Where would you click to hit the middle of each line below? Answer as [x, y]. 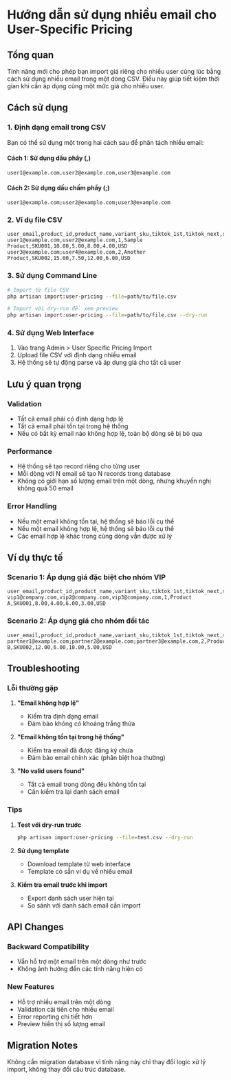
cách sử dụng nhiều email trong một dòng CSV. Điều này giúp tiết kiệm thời [113, 79]
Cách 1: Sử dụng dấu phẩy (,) [49, 158]
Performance [30, 452]
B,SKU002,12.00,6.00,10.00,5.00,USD [59, 647]
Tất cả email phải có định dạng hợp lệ [70, 419]
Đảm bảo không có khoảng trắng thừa [81, 723]
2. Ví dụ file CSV [35, 220]
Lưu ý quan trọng [44, 384]
